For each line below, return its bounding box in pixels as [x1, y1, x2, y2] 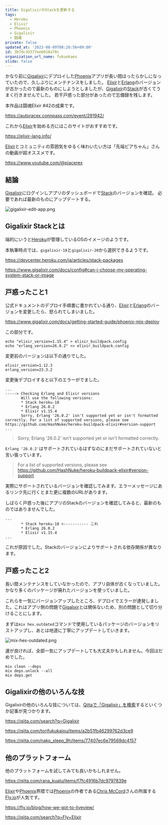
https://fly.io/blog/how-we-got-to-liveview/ [5, 804, 94, 810]
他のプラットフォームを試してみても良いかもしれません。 [5, 768, 124, 774]
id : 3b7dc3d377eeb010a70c [5, 49, 59, 54]
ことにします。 [14, 610, 45, 616]
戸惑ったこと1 [5, 288, 48, 296]
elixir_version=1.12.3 [5, 363, 53, 368]
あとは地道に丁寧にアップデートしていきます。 [36, 627, 132, 633]
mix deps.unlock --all [5, 668, 53, 673]
